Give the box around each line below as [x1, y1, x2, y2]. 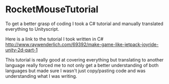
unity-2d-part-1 [5, 47, 38, 53]
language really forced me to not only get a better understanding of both [5, 62, 159, 68]
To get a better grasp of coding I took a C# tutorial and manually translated [5, 20, 163, 27]
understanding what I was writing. [5, 73, 78, 79]
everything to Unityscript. [5, 26, 60, 32]
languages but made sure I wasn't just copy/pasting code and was [5, 68, 146, 74]
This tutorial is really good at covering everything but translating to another [5, 56, 164, 62]
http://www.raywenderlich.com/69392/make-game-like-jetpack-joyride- [5, 41, 159, 47]
